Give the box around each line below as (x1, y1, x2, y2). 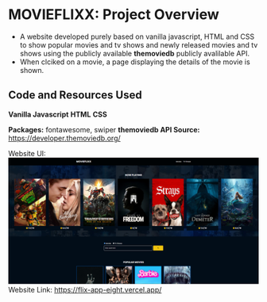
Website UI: (8, 148, 46, 158)
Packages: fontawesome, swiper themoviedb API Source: (8, 124, 200, 134)
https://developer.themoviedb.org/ (8, 133, 121, 143)
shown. (19, 65, 44, 75)
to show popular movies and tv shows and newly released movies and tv (19, 40, 258, 49)
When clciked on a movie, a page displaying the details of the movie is (19, 57, 250, 67)
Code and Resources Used (8, 89, 142, 102)
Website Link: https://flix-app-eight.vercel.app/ (8, 285, 162, 294)
